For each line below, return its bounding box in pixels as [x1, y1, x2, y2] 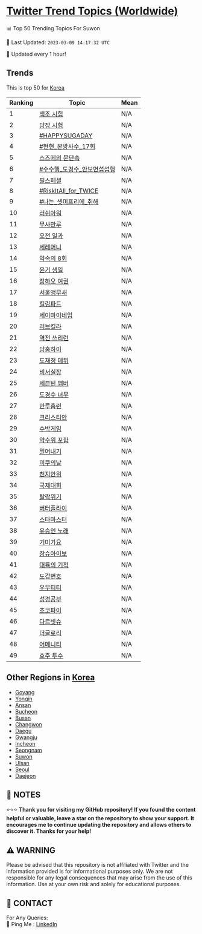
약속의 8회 [39, 254, 68, 263]
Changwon [14, 720, 42, 728]
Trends [6, 68, 34, 78]
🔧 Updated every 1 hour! [6, 50, 66, 58]
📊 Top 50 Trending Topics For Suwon [6, 24, 101, 31]
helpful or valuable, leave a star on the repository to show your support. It [6, 815, 195, 822]
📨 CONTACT [6, 898, 53, 909]
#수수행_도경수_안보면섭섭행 [39, 165, 116, 173]
